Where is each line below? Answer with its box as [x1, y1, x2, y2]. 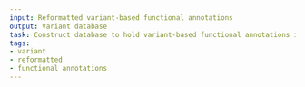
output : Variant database [9, 22, 107, 31]
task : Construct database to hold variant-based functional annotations [9, 30, 290, 39]
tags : [9, 38, 30, 48]
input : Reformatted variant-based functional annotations [9, 13, 233, 23]
